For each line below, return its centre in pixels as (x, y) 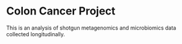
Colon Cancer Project (61, 11)
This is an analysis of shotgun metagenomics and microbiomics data (91, 28)
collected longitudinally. (36, 34)
